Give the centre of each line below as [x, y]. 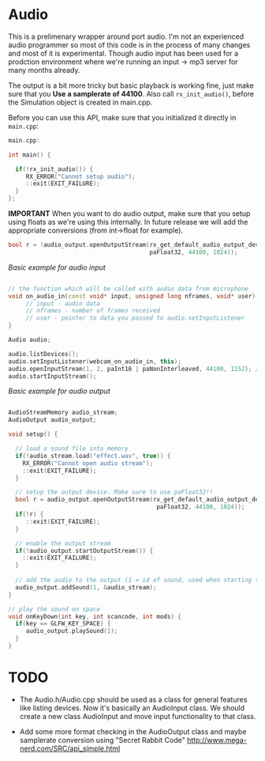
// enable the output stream [63, 543]
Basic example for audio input [57, 267]
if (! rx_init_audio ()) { [54, 169]
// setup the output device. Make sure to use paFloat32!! [114, 492]
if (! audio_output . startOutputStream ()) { [84, 551]
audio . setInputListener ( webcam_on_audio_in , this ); [95, 362]
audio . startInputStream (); [52, 376]
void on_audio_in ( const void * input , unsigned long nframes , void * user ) [132, 296]
